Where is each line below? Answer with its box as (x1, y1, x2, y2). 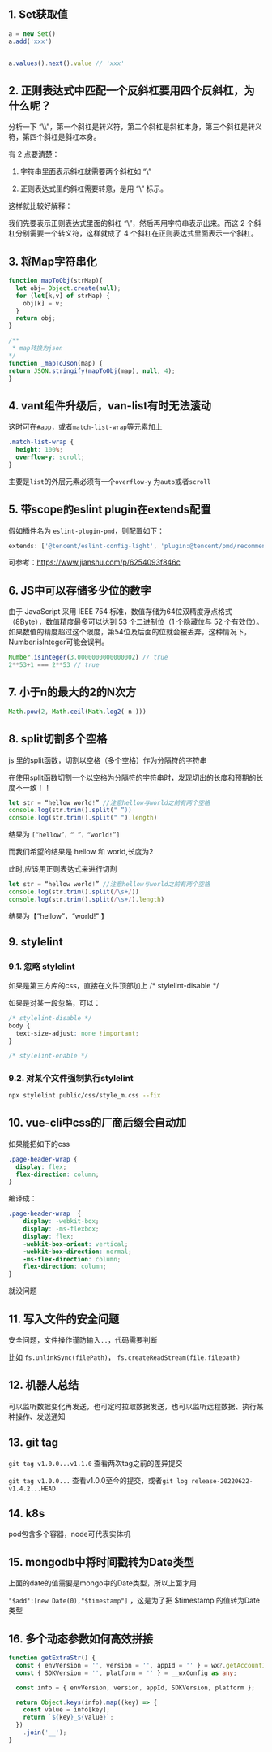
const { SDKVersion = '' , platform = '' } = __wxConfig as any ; (15, 1668, 237, 1677)
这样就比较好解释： (8, 201, 73, 211)
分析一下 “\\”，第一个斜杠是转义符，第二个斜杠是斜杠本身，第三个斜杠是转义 (8, 122, 262, 132)
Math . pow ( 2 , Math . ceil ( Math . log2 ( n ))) (8, 707, 147, 716)
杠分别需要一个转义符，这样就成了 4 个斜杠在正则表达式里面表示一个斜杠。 (8, 228, 258, 238)
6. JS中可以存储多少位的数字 (8, 583, 151, 597)
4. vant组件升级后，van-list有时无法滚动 (8, 399, 212, 413)
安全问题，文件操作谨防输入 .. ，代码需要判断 (8, 1335, 158, 1344)
